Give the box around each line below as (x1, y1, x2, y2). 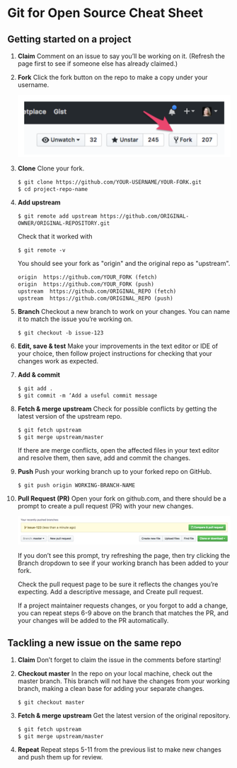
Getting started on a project (7, 33, 132, 45)
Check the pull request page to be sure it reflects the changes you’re (17, 580, 219, 588)
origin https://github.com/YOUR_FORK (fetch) (17, 274, 158, 281)
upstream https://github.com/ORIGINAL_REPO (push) (17, 295, 173, 302)
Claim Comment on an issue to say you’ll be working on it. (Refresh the (17, 52, 225, 60)
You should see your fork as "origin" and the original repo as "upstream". (17, 259, 231, 267)
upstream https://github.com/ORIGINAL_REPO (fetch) (17, 288, 177, 295)
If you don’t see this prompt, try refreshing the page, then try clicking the (17, 552, 231, 560)
